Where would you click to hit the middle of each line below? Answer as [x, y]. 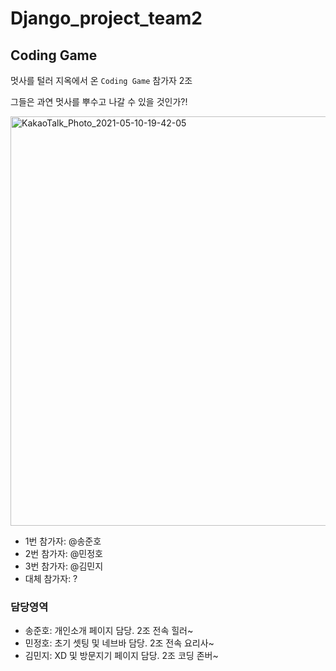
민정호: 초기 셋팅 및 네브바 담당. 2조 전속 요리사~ [119, 643]
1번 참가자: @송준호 [63, 541]
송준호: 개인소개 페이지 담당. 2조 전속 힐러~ [109, 631]
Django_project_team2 [106, 18]
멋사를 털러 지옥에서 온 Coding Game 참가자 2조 [101, 80]
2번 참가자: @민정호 [63, 553]
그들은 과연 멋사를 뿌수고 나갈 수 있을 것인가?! [99, 101]
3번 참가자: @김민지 [64, 566]
